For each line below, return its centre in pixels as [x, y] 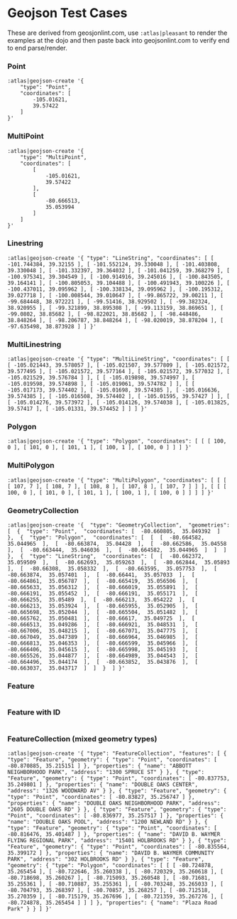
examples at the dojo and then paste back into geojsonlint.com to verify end [118, 40]
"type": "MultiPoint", [54, 157]
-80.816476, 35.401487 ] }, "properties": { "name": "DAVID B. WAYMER [114, 834]
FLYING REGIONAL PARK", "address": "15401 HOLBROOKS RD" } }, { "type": [117, 840]
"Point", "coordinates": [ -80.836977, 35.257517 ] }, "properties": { [115, 815]
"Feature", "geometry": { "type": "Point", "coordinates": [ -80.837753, [119, 778]
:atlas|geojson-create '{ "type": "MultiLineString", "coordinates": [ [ [119, 359]
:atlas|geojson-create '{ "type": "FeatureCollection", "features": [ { [117, 753]
